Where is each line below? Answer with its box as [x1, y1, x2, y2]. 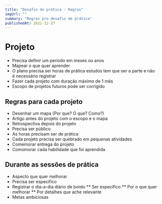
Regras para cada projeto [5, 98, 83, 106]
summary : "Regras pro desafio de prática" [5, 16, 92, 21]
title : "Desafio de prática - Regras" [5, 7, 83, 12]
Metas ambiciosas [12, 194, 49, 200]
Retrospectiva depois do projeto [12, 121, 77, 126]
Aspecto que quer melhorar [12, 173, 67, 179]
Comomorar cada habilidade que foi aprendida [12, 147, 106, 152]
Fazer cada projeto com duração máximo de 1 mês [12, 78, 113, 84]
